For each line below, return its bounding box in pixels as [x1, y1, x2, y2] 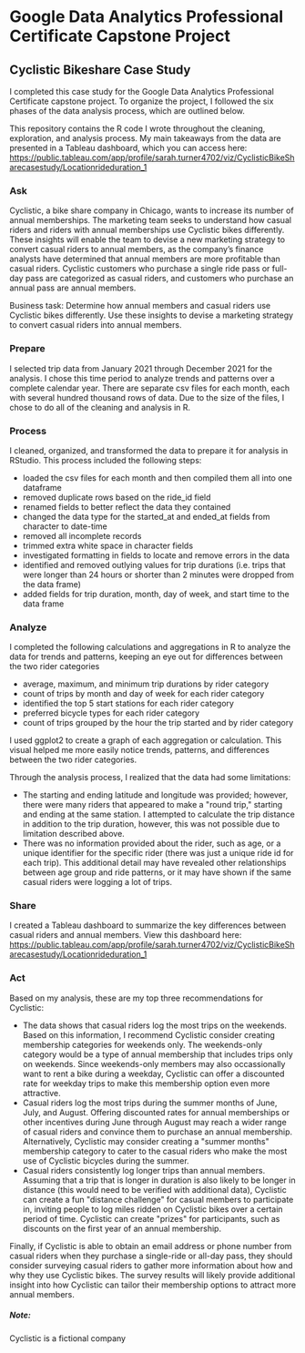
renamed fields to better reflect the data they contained [22, 501, 231, 512]
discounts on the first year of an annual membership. [22, 1223, 221, 1234]
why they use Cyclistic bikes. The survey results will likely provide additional [9, 1269, 296, 1280]
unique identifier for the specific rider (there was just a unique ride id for [22, 848, 294, 859]
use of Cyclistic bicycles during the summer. [22, 1155, 189, 1166]
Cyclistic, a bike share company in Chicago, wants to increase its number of [9, 205, 294, 216]
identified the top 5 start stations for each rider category [22, 698, 235, 709]
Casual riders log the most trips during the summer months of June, [22, 1097, 278, 1108]
